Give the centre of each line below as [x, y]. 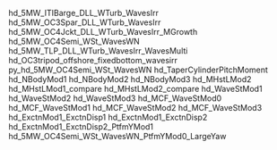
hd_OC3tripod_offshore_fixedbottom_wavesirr [93, 60]
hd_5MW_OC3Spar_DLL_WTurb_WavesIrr [85, 22]
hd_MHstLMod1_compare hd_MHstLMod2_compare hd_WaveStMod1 [135, 89]
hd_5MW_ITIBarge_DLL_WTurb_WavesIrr [83, 13]
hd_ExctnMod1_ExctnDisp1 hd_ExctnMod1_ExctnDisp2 [108, 117]
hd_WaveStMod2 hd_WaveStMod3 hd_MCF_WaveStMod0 [115, 98]
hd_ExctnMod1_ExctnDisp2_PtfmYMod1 [81, 127]
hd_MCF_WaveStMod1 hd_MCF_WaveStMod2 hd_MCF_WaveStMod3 [135, 108]
